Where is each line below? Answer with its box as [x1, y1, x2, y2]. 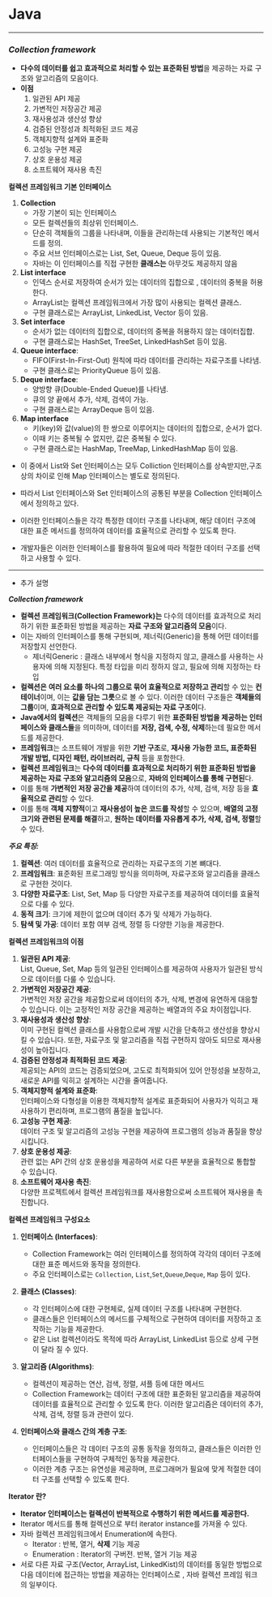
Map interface [19, 414, 69, 424]
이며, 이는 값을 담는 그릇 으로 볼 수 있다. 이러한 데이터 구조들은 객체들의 [40, 692, 261, 702]
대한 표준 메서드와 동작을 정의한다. [32, 1259, 141, 1269]
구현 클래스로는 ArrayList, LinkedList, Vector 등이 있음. [32, 308, 209, 317]
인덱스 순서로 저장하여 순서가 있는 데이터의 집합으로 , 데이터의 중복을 [32, 278, 249, 287]
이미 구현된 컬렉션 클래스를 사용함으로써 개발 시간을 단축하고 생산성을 [19, 1025, 239, 1035]
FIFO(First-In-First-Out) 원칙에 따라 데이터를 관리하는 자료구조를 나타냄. [32, 355, 261, 365]
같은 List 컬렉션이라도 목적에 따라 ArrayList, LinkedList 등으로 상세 [32, 1334, 244, 1344]
